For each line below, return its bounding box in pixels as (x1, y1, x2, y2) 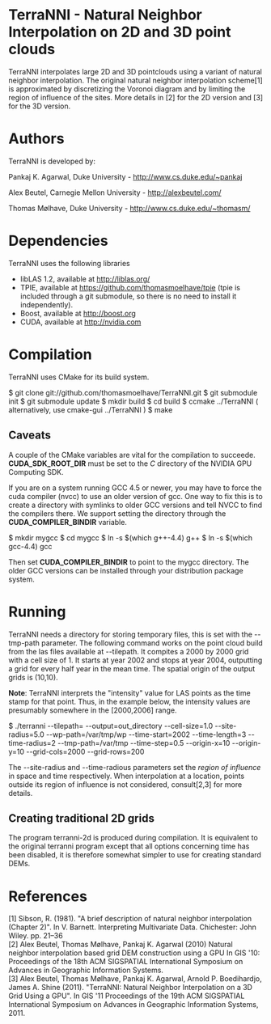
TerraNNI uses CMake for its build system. (8, 372, 150, 382)
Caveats (8, 429, 51, 442)
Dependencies (8, 232, 108, 250)
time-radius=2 (8, 738, 57, 747)
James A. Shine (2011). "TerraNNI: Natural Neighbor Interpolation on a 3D (8, 983, 253, 992)
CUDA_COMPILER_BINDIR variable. (8, 517, 128, 527)
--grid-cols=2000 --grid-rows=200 (26, 747, 145, 756)
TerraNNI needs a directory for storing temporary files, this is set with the (8, 629, 253, 639)
